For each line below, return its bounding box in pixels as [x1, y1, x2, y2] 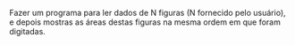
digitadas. [9, 26, 46, 36]
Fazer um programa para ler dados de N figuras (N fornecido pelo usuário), [9, 8, 286, 18]
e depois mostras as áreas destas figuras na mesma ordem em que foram [9, 17, 282, 27]
